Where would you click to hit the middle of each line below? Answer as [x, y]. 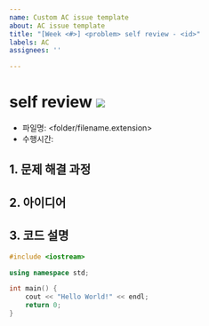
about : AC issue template [57, 26]
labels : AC [29, 42]
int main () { [33, 289]
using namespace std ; [49, 273]
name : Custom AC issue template [69, 17]
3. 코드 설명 [39, 236]
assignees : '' [36, 51]
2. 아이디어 [38, 202]
